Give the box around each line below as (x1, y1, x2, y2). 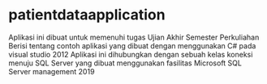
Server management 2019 (8, 66, 95, 76)
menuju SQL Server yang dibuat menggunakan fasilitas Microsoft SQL (8, 58, 242, 68)
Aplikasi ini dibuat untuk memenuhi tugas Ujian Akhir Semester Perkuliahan (8, 32, 260, 42)
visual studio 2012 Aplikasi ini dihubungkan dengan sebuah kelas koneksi (8, 49, 253, 59)
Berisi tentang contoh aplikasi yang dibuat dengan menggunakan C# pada (8, 40, 256, 50)
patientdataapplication (8, 6, 166, 24)
